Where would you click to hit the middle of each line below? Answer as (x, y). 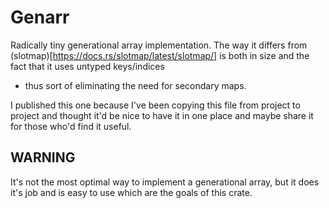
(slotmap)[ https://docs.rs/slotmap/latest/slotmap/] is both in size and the (160, 55)
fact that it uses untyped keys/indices (87, 66)
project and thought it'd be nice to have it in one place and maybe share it (162, 115)
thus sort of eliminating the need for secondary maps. (135, 85)
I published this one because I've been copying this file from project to (155, 105)
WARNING (43, 157)
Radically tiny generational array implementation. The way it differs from (159, 45)
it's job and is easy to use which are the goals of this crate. (131, 192)
